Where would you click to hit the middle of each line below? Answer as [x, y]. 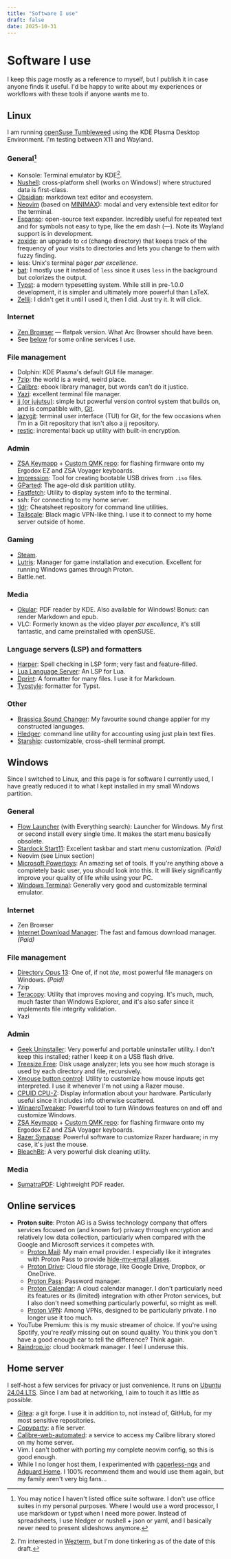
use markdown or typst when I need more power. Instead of [102, 1513]
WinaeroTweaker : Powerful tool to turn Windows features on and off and [119, 1108]
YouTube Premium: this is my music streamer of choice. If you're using [117, 1324]
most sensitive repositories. [56, 1420]
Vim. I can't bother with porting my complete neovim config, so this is [115, 1450]
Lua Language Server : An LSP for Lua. [71, 671]
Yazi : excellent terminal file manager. [69, 394]
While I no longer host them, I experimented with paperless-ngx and [113, 1464]
